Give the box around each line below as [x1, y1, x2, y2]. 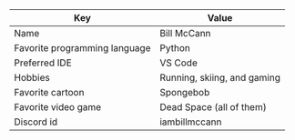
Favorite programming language [14, 42, 151, 54]
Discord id [14, 115, 58, 128]
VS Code [158, 56, 198, 69]
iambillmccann [158, 115, 222, 128]
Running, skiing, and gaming [158, 72, 280, 84]
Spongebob [158, 86, 210, 98]
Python [158, 42, 191, 54]
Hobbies [14, 72, 50, 84]
